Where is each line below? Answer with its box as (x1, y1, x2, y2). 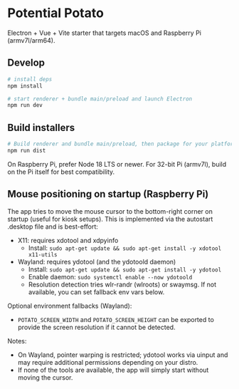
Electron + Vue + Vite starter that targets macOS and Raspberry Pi (7, 28, 201, 37)
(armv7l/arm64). (7, 36, 55, 44)
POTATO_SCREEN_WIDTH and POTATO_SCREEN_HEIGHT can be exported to (17, 315, 215, 323)
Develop (7, 57, 45, 69)
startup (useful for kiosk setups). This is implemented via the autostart (7, 214, 213, 223)
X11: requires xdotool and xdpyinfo (17, 236, 119, 244)
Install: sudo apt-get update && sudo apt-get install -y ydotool (28, 265, 222, 274)
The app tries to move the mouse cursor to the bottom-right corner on (7, 207, 213, 215)
